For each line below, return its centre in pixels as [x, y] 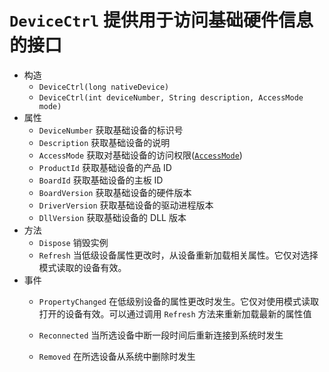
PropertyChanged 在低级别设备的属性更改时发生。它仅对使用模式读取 [178, 301]
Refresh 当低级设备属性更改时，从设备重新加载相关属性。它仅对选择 [178, 255]
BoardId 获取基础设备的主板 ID [101, 180]
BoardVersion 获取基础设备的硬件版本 [115, 192]
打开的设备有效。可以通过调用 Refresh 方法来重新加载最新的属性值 [175, 313]
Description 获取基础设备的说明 [104, 142]
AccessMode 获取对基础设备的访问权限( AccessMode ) [140, 155]
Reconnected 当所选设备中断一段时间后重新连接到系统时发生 [161, 335]
